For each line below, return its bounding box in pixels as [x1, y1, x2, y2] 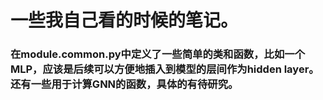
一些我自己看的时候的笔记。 [10, 9, 239, 32]
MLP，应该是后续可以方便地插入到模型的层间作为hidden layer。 [10, 62, 320, 76]
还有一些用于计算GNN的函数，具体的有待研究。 [10, 77, 239, 91]
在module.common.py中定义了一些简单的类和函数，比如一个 [10, 47, 305, 61]
